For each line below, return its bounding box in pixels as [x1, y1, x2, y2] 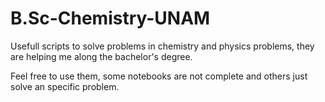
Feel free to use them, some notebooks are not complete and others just [10, 70, 308, 82]
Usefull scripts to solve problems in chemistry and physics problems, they [10, 40, 315, 52]
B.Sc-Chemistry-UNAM [10, 7, 211, 30]
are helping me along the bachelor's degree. [10, 50, 193, 62]
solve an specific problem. [10, 80, 120, 92]
